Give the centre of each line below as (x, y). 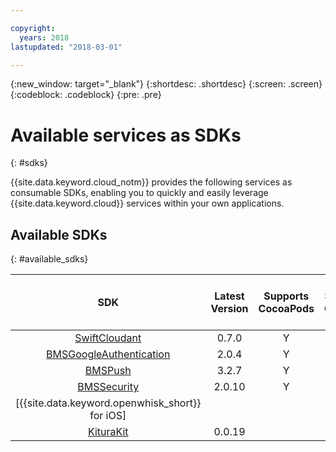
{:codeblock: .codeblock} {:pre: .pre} (86, 95)
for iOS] (108, 416)
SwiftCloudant (108, 338)
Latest (229, 296)
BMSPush (108, 371)
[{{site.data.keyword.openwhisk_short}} (108, 403)
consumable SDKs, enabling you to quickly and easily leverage (139, 193)
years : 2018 (44, 37)
